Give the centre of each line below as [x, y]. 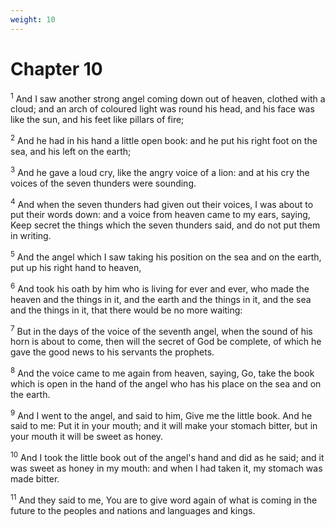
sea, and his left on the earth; [71, 151]
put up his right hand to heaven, [76, 267]
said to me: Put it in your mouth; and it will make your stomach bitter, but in [164, 426]
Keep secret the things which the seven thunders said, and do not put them [165, 225]
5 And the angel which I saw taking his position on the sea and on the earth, [166, 256]
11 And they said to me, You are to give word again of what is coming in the [164, 499]
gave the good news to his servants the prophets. [112, 352]
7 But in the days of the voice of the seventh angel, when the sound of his [161, 330]
